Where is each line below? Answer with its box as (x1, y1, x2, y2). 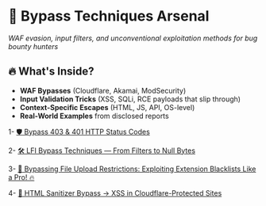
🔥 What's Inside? (8, 65, 94, 78)
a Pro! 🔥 (8, 172, 35, 181)
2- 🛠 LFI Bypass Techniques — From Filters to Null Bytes (8, 146, 196, 155)
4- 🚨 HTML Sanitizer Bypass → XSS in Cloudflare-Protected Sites (8, 188, 222, 197)
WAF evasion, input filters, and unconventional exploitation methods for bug (8, 33, 258, 43)
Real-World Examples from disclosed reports (19, 111, 169, 120)
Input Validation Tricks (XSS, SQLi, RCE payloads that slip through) (19, 94, 241, 104)
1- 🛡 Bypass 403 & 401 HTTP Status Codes (8, 127, 151, 136)
